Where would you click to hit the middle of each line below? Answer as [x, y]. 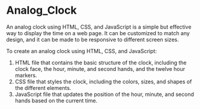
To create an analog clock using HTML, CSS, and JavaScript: [82, 51]
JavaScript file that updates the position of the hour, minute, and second [104, 94]
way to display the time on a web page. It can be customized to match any [98, 33]
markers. [26, 75]
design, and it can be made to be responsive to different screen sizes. [92, 39]
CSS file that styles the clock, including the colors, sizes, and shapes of [103, 82]
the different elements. [43, 88]
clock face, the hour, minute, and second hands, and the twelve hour [100, 68]
